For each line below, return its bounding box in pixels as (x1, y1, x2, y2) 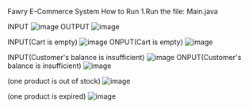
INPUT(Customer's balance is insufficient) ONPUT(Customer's (7, 53, 242, 62)
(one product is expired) (7, 92, 86, 101)
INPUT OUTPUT (7, 22, 90, 31)
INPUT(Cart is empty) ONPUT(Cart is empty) (7, 37, 183, 47)
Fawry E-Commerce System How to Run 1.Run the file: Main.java (7, 7, 219, 16)
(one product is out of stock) (7, 77, 101, 85)
